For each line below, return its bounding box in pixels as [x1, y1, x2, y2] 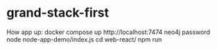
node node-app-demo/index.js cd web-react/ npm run [6, 35, 162, 43]
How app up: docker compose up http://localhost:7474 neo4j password [6, 28, 211, 36]
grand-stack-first [6, 5, 109, 21]
